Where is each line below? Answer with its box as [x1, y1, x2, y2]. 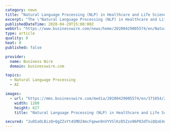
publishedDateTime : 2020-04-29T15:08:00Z [5, 21, 94, 27]
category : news [5, 7, 37, 13]
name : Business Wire [10, 59, 53, 64]
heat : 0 [5, 40, 22, 46]
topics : [5, 73, 22, 78]
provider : [5, 54, 26, 59]
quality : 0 [5, 36, 28, 41]
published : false [5, 45, 42, 50]
